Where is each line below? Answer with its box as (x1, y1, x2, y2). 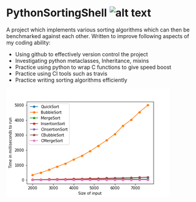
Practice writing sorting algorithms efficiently (15, 76, 128, 83)
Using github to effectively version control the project (15, 50, 148, 57)
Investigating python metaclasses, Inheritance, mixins (15, 57, 149, 64)
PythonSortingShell (6, 6, 107, 20)
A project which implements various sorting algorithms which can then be (6, 26, 190, 33)
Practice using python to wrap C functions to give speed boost (15, 64, 171, 71)
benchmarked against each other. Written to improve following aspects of (6, 32, 189, 39)
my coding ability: (6, 39, 51, 46)
